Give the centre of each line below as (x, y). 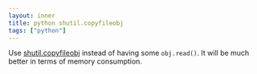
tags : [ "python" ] (37, 30)
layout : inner (32, 16)
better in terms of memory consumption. (75, 61)
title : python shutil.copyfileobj (66, 23)
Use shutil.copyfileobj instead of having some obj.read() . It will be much (129, 53)
